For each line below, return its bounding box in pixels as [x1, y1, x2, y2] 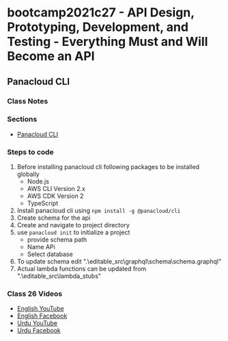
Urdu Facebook [16, 327, 61, 335]
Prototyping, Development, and [7, 19, 189, 35]
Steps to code [7, 147, 55, 157]
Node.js [27, 177, 50, 186]
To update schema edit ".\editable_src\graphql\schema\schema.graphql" [16, 257, 222, 266]
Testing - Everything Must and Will [7, 34, 208, 49]
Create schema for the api [16, 214, 91, 222]
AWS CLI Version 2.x [27, 185, 85, 193]
